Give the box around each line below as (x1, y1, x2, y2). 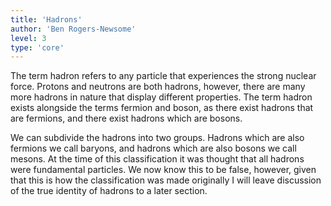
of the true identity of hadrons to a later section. (10, 185, 208, 197)
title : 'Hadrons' (10, 14, 83, 25)
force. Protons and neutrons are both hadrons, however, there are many (10, 81, 306, 93)
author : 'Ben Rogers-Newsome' (10, 24, 137, 34)
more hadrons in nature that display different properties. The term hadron (10, 91, 313, 103)
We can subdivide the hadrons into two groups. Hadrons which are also (10, 132, 305, 144)
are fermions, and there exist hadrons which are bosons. (10, 112, 243, 125)
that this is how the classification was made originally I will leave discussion (10, 174, 322, 186)
